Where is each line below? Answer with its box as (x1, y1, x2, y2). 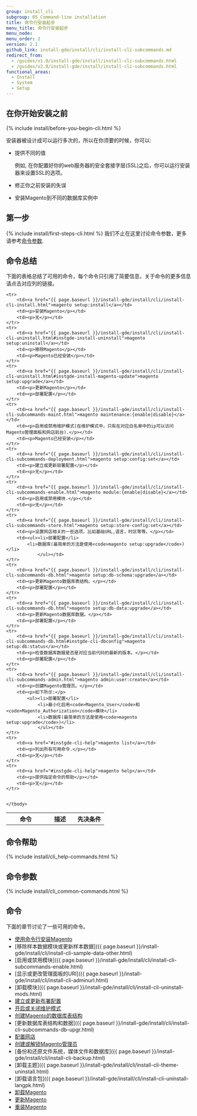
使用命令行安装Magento (14, 935, 73, 942)
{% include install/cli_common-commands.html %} (6, 887, 129, 895)
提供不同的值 (14, 149, 46, 156)
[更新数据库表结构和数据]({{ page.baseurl (14, 1019, 115, 1026)
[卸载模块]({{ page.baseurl (14, 983, 79, 991)
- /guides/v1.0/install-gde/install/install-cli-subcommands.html (11, 58, 177, 64)
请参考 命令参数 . (6, 237, 44, 244)
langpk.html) (14, 1081, 45, 1088)
